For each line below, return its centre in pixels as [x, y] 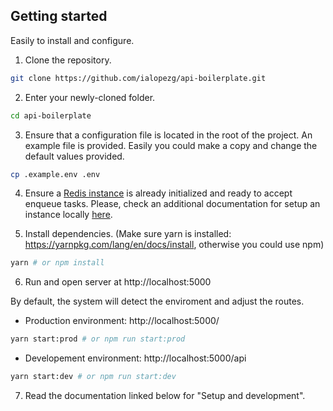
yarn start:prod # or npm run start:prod [98, 339]
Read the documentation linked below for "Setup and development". [165, 396]
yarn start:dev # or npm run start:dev [93, 377]
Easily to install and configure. [72, 40]
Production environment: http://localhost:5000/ [122, 321]
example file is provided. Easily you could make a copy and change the [171, 145]
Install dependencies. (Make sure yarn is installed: [128, 234]
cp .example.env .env [55, 174]
